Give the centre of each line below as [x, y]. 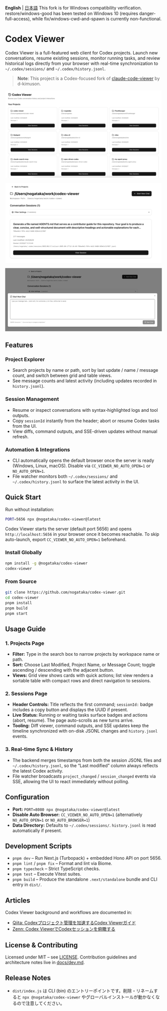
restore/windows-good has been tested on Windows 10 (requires [72, 13]
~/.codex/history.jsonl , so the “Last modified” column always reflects [85, 765]
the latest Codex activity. [38, 771]
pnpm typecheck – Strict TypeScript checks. [56, 869]
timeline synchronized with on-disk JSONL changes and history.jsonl [85, 731]
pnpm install [19, 603]
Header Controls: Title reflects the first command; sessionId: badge [83, 705]
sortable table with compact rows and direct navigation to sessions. [82, 681]
